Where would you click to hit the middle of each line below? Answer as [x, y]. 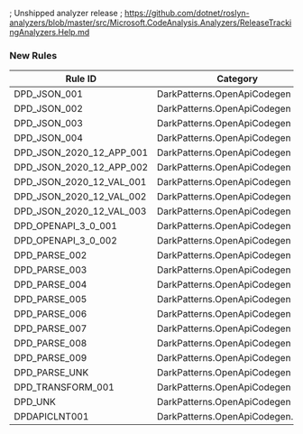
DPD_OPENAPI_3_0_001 [65, 226]
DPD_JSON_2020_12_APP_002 [81, 168]
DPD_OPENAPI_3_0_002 [65, 241]
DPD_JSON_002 [49, 109]
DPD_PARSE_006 [50, 314]
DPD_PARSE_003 [50, 270]
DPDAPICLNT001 [51, 417]
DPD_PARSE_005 [50, 300]
